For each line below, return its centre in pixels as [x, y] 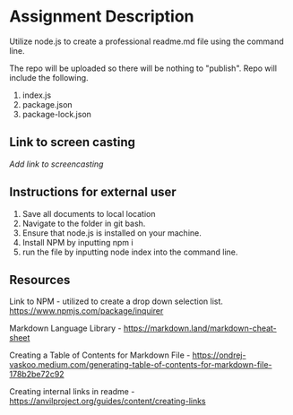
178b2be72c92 [37, 375]
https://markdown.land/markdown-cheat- [200, 328]
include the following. [49, 77]
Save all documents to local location [89, 213]
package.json [47, 104]
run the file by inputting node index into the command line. [130, 252]
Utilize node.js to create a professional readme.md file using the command [146, 41]
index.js [37, 95]
